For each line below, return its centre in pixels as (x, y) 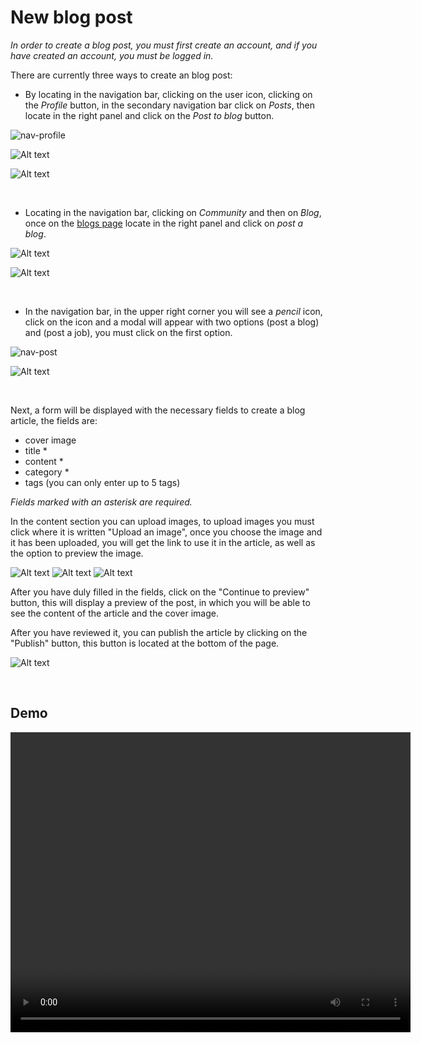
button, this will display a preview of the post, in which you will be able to (160, 602)
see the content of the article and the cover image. (114, 613)
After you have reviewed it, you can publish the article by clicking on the (159, 632)
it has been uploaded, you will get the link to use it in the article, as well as (163, 542)
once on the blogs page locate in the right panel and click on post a (164, 223)
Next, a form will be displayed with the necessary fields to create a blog (158, 410)
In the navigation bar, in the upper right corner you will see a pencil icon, (173, 311)
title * (36, 450)
